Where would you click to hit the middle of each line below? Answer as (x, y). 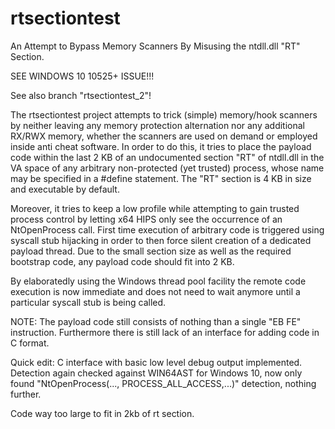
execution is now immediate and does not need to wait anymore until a (155, 291)
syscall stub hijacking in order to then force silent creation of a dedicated (161, 240)
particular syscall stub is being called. (88, 302)
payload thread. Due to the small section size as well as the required (151, 251)
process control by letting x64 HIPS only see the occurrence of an (146, 219)
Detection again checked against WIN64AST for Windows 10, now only (156, 373)
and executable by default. (65, 189)
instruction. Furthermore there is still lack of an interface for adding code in (165, 332)
